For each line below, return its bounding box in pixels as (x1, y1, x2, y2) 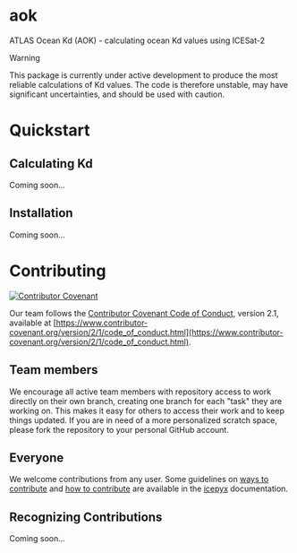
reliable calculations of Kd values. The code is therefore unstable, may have (9, 79, 289, 90)
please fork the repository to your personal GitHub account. (9, 424, 230, 435)
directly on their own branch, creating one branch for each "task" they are (9, 395, 283, 406)
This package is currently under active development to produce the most (9, 69, 278, 81)
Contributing (9, 261, 106, 281)
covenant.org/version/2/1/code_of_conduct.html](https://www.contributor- (9, 326, 284, 337)
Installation (9, 205, 73, 220)
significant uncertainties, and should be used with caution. (9, 89, 225, 99)
